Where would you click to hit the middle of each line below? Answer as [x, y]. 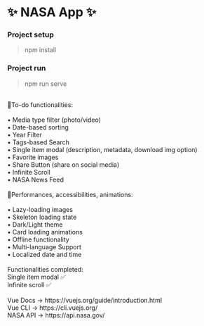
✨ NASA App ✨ [52, 12]
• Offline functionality [39, 239]
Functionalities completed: [46, 269]
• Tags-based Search [39, 142]
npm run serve [46, 83]
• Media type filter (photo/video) [54, 120]
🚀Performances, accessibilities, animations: [70, 194]
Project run [27, 68]
